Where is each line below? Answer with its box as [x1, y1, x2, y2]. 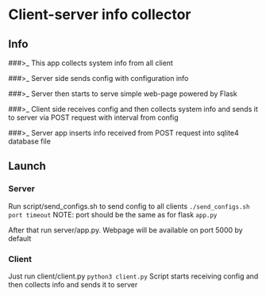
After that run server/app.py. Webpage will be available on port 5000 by [8, 225, 244, 235]
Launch [8, 160, 46, 173]
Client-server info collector [8, 6, 191, 24]
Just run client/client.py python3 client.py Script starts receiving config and [8, 271, 259, 281]
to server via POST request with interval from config [8, 113, 179, 122]
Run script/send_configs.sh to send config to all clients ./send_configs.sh [8, 201, 250, 211]
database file [8, 136, 52, 146]
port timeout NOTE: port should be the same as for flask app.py [8, 210, 218, 219]
